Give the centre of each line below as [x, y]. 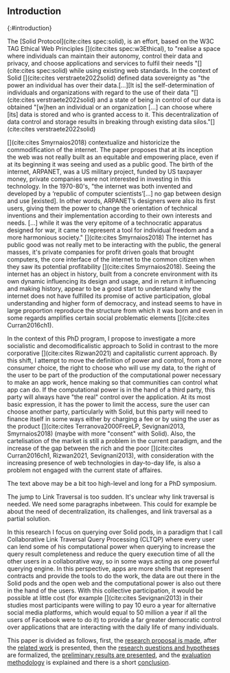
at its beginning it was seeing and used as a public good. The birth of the [110, 164]
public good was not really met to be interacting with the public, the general [114, 244]
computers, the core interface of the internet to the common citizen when [111, 259]
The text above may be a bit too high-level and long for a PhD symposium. [112, 483]
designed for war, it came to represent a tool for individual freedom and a [111, 230]
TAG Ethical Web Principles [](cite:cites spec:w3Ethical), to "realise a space [114, 48]
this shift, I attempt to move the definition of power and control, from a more [114, 360]
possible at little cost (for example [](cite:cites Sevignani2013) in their [105, 597]
